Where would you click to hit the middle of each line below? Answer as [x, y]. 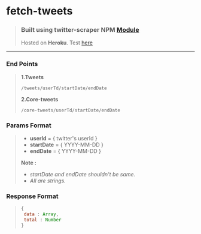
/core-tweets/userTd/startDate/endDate [71, 110]
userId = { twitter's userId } [63, 139]
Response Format [32, 196]
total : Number [42, 220]
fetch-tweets [39, 11]
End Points [22, 64]
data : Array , [41, 214]
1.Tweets [32, 77]
